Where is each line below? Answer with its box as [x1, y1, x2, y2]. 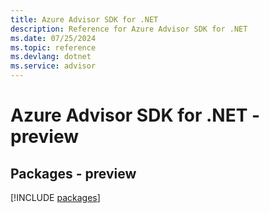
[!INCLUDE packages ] [10, 192, 101, 203]
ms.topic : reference [10, 42, 97, 53]
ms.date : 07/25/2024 [10, 33, 97, 43]
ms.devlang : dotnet [10, 52, 92, 62]
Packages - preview [10, 165, 137, 182]
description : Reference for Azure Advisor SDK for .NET [10, 24, 248, 34]
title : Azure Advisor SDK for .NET [10, 14, 159, 25]
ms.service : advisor [10, 61, 97, 71]
